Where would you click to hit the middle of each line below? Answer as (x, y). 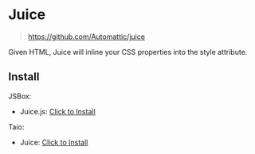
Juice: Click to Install (54, 142)
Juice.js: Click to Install (57, 111)
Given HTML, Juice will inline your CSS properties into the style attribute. (128, 52)
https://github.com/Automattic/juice (86, 37)
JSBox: (20, 96)
